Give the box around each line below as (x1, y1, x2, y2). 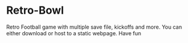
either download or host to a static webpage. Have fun (6, 29, 142, 36)
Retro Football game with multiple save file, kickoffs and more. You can (6, 23, 183, 30)
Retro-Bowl (6, 4, 64, 17)
